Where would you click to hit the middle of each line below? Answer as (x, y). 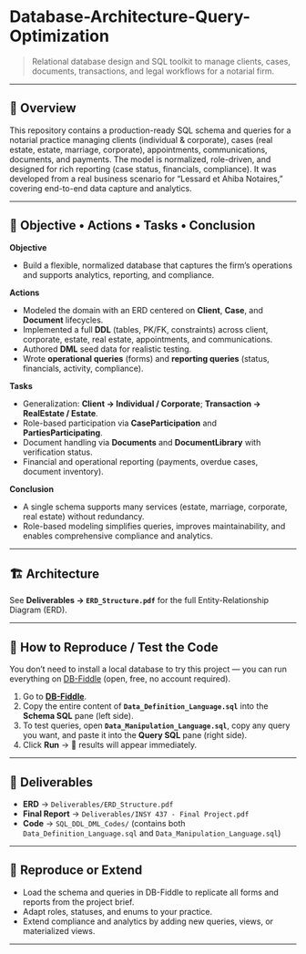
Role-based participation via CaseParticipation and (119, 423)
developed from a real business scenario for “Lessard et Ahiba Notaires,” (147, 179)
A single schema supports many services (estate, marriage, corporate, (155, 507)
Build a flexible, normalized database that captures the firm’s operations (158, 265)
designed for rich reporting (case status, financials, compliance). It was (143, 169)
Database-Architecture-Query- (130, 17)
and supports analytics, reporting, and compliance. (118, 274)
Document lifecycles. (63, 320)
